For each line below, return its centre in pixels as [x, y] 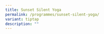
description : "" [22, 24]
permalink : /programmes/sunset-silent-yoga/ [52, 14]
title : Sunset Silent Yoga [33, 10]
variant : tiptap [22, 19]
